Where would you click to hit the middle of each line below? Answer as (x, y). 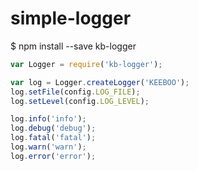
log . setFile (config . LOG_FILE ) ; (75, 92)
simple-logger (71, 18)
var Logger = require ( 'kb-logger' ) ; (86, 64)
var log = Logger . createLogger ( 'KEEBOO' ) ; (100, 82)
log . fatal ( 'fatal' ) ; (53, 138)
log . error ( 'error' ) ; (53, 156)
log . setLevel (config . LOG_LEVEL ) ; (80, 101)
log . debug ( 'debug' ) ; (53, 128)
